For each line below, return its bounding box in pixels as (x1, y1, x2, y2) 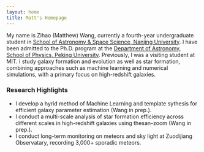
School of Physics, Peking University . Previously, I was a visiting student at (6, 51, 195, 58)
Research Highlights (6, 86, 69, 94)
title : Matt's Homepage (6, 15, 67, 21)
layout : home (6, 9, 40, 15)
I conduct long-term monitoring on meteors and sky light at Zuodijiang (15, 132, 193, 140)
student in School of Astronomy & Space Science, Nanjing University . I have (6, 38, 198, 45)
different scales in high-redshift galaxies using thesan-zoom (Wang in (15, 119, 192, 126)
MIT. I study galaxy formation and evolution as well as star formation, (6, 58, 181, 65)
